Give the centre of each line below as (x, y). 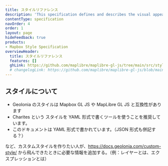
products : (15, 42)
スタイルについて (31, 91)
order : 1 (14, 28)
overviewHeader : (22, 51)
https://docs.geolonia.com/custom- (125, 146)
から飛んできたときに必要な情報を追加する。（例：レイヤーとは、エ (87, 152)
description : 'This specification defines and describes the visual (78, 14)
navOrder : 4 (17, 24)
